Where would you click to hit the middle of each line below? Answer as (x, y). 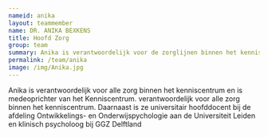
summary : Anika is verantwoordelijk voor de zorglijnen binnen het (123, 53)
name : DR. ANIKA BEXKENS (49, 30)
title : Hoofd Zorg (39, 38)
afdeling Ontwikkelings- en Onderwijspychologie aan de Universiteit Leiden (132, 115)
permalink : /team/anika (48, 61)
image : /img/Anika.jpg (46, 68)
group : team (28, 45)
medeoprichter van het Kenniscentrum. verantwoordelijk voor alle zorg (124, 98)
